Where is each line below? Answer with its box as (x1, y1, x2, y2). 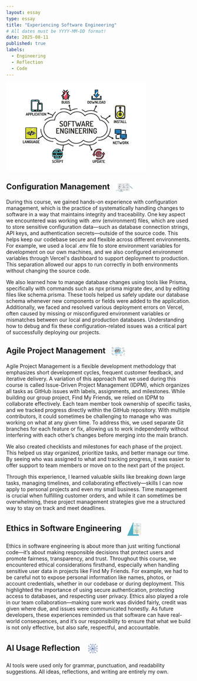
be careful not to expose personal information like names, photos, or (6, 574, 172, 581)
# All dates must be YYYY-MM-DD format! (6, 28, 107, 34)
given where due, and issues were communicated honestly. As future (6, 605, 174, 612)
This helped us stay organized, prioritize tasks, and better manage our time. (6, 449, 190, 456)
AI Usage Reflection (6, 643, 81, 653)
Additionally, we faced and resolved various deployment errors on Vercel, (6, 304, 184, 311)
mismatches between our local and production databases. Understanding (6, 316, 184, 323)
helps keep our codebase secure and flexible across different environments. (6, 236, 191, 243)
